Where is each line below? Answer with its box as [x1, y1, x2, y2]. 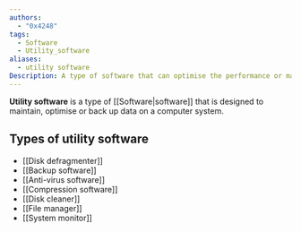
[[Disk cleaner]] [21, 193, 81, 204]
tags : [9, 30, 30, 39]
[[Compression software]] [21, 184, 118, 194]
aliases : [9, 55, 42, 64]
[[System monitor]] [21, 212, 92, 223]
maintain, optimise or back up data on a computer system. [9, 105, 224, 116]
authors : [9, 13, 42, 22]
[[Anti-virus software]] [21, 174, 106, 185]
